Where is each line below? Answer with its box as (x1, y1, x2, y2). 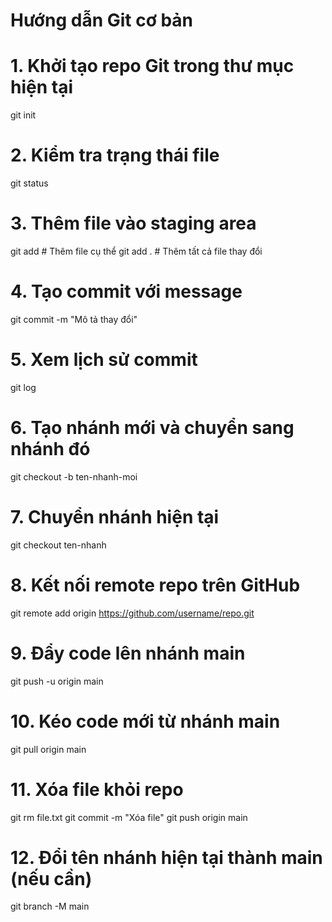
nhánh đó (10, 438, 91, 461)
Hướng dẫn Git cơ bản (10, 9, 194, 32)
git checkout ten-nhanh (10, 539, 107, 551)
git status (10, 177, 49, 189)
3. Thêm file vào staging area (10, 212, 257, 235)
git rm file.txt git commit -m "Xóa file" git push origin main (10, 811, 248, 823)
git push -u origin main (10, 675, 104, 687)
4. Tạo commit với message (10, 280, 243, 303)
